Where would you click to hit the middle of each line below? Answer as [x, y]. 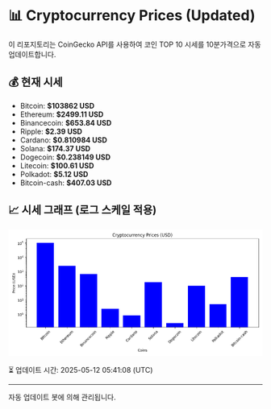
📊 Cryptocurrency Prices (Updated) [132, 16]
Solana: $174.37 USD [55, 148]
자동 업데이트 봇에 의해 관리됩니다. [62, 397]
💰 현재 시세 [35, 83]
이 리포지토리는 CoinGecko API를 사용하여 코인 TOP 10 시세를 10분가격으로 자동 [135, 44]
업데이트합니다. [32, 54]
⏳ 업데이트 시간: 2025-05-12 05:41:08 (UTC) [81, 370]
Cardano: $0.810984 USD [63, 140]
